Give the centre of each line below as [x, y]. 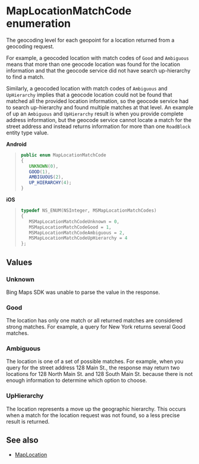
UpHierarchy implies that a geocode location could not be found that [89, 95]
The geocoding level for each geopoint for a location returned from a [90, 40]
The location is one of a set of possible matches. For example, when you [95, 362]
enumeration [39, 23]
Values [19, 262]
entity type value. [27, 133]
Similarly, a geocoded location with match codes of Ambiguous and [87, 88]
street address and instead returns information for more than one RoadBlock [99, 126]
